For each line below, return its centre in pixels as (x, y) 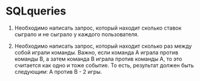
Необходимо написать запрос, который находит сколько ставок (98, 28)
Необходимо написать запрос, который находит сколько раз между (103, 46)
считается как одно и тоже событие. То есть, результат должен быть (104, 65)
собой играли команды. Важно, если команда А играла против (96, 52)
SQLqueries (36, 11)
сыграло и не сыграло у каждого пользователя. (76, 34)
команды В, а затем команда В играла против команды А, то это (98, 59)
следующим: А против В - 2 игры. (58, 71)
